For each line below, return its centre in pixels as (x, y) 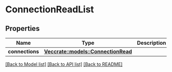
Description (152, 43)
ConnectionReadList (50, 10)
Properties (23, 29)
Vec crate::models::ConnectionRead (88, 51)
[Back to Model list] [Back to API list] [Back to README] (64, 64)
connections (24, 51)
